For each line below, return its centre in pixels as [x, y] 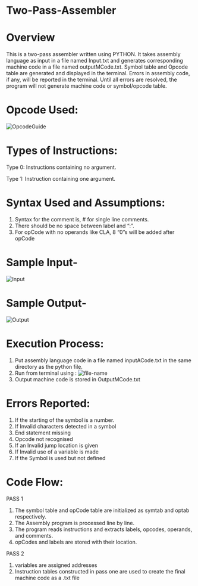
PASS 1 [15, 498]
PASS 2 [15, 553]
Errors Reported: [48, 403]
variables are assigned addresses [56, 565]
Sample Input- [42, 263]
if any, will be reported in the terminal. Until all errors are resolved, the [92, 80]
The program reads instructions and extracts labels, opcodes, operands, [103, 529]
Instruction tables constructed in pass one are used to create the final [100, 571]
